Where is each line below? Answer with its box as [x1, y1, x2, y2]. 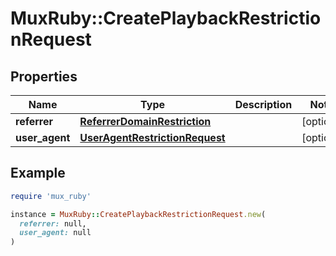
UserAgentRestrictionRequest [79, 131, 226, 144]
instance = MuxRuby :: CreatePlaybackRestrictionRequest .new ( [10, 209, 267, 219]
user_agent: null [19, 228, 92, 238]
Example [10, 165, 66, 182]
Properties [10, 68, 78, 85]
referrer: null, [19, 218, 87, 229]
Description [234, 98, 293, 111]
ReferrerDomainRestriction [79, 115, 212, 128]
